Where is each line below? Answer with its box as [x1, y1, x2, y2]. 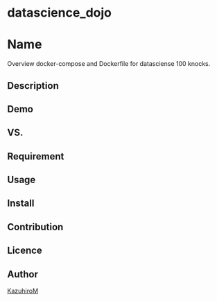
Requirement [7, 150, 64, 162]
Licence [7, 245, 43, 257]
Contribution [7, 221, 64, 233]
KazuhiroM [7, 286, 39, 295]
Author [7, 268, 38, 280]
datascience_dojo [7, 5, 112, 21]
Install [7, 198, 35, 209]
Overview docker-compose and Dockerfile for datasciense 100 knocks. [7, 60, 211, 68]
